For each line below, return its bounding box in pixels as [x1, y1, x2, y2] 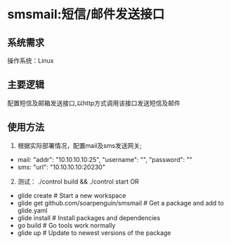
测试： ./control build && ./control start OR [17, 177, 139, 186]
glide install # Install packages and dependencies [17, 213, 161, 222]
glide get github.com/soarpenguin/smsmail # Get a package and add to [17, 198, 225, 207]
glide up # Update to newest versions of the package [17, 229, 171, 237]
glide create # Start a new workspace [17, 191, 126, 200]
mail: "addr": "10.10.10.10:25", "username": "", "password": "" [17, 155, 193, 163]
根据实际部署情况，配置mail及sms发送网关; [17, 141, 142, 149]
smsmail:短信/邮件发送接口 [7, 6, 165, 22]
